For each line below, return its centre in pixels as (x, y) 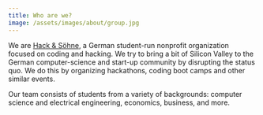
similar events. (32, 79)
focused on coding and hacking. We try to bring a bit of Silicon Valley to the (131, 54)
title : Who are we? (40, 15)
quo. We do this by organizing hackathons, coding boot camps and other (127, 70)
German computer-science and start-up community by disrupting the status (131, 62)
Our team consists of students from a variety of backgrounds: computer (125, 94)
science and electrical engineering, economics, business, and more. (119, 102)
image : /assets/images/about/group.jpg (74, 23)
